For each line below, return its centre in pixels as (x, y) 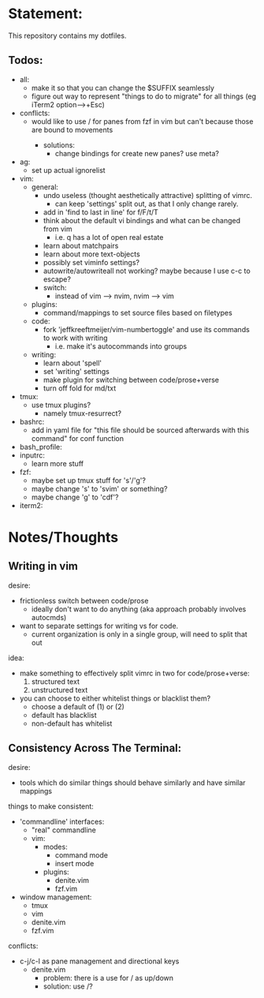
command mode (82, 855)
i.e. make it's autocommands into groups (121, 346)
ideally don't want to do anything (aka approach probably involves (139, 609)
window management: (56, 897)
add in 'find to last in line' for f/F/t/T (101, 212)
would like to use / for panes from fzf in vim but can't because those (142, 121)
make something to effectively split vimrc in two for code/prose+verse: (134, 673)
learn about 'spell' (73, 363)
